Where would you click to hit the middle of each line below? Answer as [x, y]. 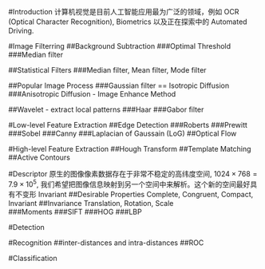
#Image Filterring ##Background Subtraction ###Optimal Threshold [120, 46]
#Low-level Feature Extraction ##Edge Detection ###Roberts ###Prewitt [128, 125]
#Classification [33, 258]
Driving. [21, 31]
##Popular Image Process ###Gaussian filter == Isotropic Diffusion [119, 85]
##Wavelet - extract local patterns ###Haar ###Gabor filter [106, 109]
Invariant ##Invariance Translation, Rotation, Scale [91, 203]
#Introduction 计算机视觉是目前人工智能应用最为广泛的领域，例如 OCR [124, 12]
